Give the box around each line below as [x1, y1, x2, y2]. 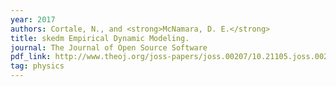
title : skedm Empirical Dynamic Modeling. [10, 33, 190, 43]
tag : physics [10, 61, 65, 71]
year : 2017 [10, 14, 56, 25]
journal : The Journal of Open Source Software [10, 42, 208, 53]
